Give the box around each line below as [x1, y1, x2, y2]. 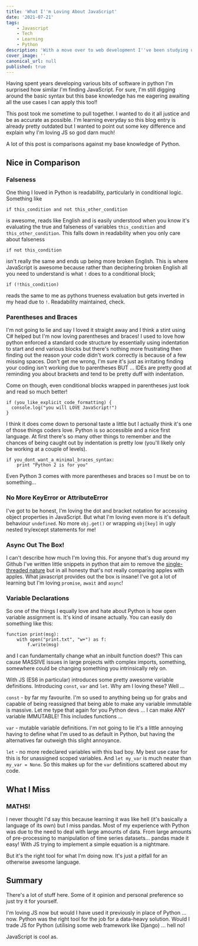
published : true [6, 63, 46, 70]
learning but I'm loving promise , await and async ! [6, 579, 123, 586]
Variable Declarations [6, 594, 70, 602]
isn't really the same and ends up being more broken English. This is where [6, 258, 189, 265]
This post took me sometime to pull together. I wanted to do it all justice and [6, 110, 190, 117]
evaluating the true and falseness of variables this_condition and [6, 223, 166, 231]
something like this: [6, 620, 54, 627]
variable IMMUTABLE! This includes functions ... [6, 713, 123, 720]
